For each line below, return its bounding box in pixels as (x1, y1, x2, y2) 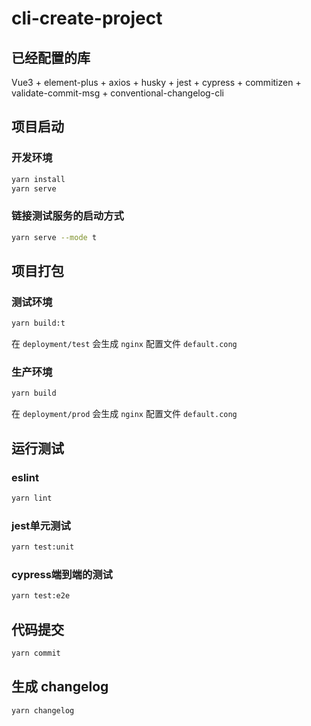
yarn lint (11, 493, 53, 504)
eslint (11, 470, 39, 484)
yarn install (11, 174, 66, 184)
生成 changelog (11, 678, 109, 696)
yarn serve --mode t (11, 232, 98, 242)
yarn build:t (11, 318, 66, 329)
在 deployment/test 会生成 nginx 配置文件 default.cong (11, 338, 238, 350)
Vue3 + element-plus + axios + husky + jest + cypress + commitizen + (11, 77, 302, 88)
